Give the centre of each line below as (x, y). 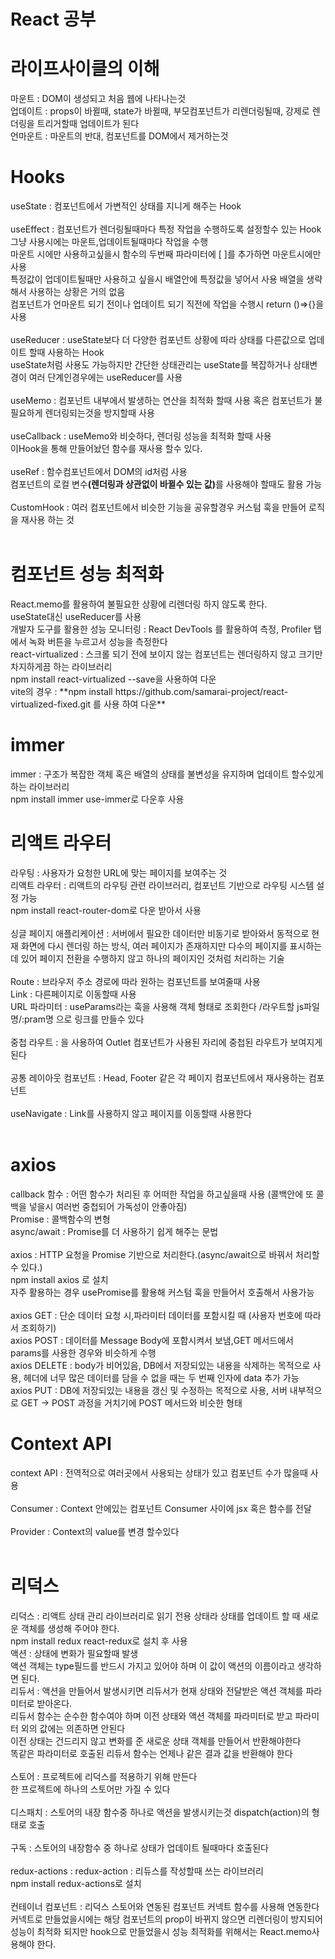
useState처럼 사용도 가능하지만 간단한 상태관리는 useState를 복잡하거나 (151, 365)
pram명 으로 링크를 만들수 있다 (84, 1019)
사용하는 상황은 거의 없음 (77, 292)
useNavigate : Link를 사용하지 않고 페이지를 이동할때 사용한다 (131, 1113)
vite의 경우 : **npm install (61, 691)
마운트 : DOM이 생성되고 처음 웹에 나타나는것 (98, 99)
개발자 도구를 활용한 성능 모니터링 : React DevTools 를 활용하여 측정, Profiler (161, 629)
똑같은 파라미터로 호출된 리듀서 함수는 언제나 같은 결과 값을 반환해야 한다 (151, 1753)
